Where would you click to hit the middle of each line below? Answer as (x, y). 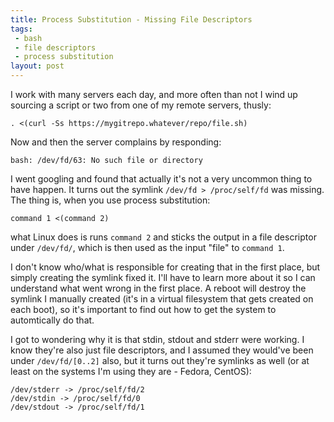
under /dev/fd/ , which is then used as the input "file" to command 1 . (147, 247)
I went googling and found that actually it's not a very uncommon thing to (161, 179)
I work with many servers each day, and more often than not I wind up (154, 94)
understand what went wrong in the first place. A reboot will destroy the (158, 288)
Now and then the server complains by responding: (116, 142)
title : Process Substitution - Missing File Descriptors (131, 19)
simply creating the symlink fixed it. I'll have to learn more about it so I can (163, 277)
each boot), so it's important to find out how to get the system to (143, 309)
